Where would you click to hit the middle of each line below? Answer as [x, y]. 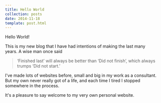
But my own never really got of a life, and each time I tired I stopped [73, 81]
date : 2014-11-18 [23, 18]
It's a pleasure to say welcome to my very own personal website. [70, 95]
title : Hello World [25, 9]
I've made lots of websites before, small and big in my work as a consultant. [81, 75]
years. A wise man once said [34, 51]
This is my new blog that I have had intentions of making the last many [75, 46]
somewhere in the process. [32, 86]
